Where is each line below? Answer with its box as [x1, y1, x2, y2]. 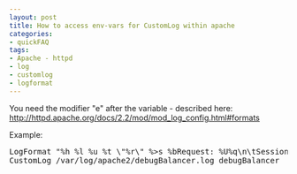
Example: [9, 129, 43, 140]
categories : [9, 29, 53, 38]
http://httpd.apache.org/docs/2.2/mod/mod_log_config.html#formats [9, 112, 261, 123]
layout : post [9, 12, 57, 22]
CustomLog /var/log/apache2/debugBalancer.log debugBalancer [9, 155, 280, 165]
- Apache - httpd [9, 54, 73, 63]
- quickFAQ [9, 37, 49, 47]
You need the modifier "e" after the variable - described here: [9, 102, 233, 113]
